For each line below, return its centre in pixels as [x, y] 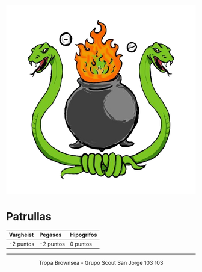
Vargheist [21, 235]
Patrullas [29, 217]
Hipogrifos [84, 235]
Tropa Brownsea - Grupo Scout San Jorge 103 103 [101, 263]
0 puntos [81, 244]
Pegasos [50, 235]
